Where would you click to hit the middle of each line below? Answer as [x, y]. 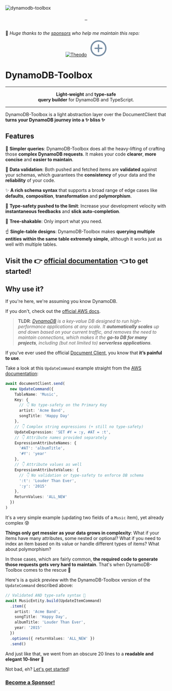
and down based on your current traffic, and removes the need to [87, 332]
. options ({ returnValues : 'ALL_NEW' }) [52, 638]
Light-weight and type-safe [86, 94]
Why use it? [25, 289]
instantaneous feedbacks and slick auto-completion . [63, 211]
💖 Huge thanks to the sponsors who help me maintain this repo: [72, 33]
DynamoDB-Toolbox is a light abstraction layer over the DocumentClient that [86, 114]
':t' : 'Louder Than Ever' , [48, 481]
